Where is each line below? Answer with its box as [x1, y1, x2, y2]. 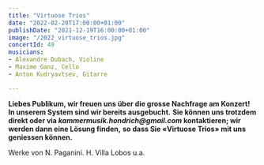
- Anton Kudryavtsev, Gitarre [8, 70, 108, 78]
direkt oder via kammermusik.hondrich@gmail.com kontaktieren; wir [8, 115, 241, 125]
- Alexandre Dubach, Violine [8, 56, 104, 64]
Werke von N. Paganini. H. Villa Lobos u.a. [8, 148, 145, 157]
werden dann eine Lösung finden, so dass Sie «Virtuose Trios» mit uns [8, 124, 247, 133]
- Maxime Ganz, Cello [8, 63, 80, 71]
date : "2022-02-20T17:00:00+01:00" [8, 19, 126, 27]
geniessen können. [8, 132, 73, 142]
